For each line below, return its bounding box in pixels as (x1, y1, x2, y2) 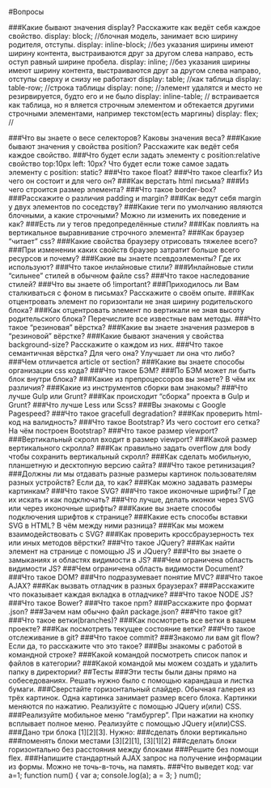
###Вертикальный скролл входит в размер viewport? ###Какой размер (8, 435, 257, 444)
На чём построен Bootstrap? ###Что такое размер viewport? (8, 426, 218, 435)
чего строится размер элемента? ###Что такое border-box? (8, 185, 217, 194)
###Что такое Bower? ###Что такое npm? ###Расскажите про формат (8, 598, 252, 607)
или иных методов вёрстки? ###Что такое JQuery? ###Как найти (8, 538, 235, 547)
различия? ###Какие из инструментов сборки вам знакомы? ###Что (8, 383, 248, 392)
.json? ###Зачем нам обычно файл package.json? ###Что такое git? (8, 607, 243, 616)
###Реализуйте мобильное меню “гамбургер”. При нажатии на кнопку (8, 710, 254, 720)
